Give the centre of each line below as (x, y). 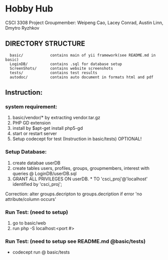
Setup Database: (26, 152)
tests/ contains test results (54, 73)
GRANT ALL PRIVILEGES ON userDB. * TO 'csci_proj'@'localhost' (80, 179)
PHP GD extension (32, 123)
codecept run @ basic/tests (41, 252)
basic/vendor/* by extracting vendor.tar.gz (56, 118)
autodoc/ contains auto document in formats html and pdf (82, 77)
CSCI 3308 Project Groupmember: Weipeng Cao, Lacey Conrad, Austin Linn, (84, 23)
